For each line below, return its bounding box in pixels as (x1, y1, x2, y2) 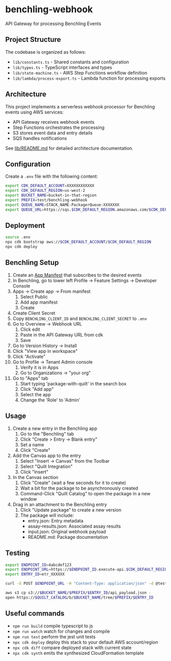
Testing (5, 549, 30, 558)
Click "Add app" (20, 386, 54, 392)
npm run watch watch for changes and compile (12, 628, 110, 634)
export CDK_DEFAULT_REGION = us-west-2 (5, 188, 85, 193)
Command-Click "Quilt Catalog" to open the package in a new (20, 490, 151, 496)
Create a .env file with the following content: (5, 173, 98, 179)
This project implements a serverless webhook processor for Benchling (5, 103, 155, 109)
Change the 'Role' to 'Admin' (20, 397, 80, 403)
